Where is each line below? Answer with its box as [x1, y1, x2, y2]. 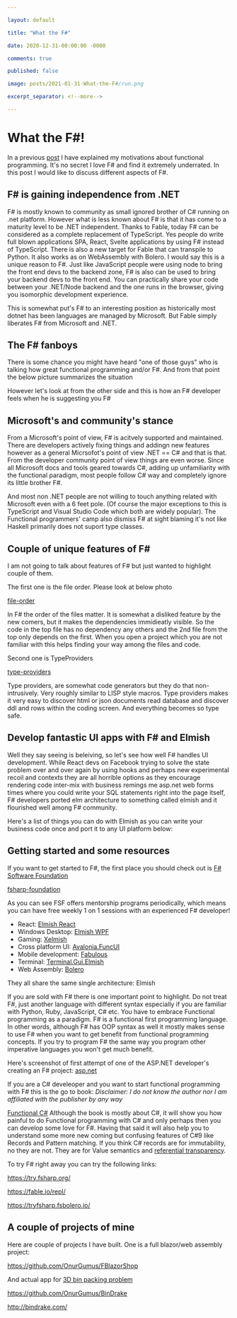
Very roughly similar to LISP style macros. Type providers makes [40, 689, 229, 697]
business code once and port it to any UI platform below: [7, 824, 173, 833]
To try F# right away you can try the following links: [7, 1160, 157, 1168]
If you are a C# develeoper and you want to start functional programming [7, 1080, 221, 1088]
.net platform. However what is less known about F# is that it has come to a [7, 215, 226, 223]
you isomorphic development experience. [7, 290, 129, 298]
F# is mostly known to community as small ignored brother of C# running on [7, 207, 230, 216]
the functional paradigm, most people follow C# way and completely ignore [7, 471, 227, 479]
